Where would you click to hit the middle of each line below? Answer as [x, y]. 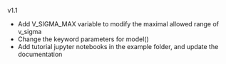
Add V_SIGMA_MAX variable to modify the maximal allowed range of [118, 24]
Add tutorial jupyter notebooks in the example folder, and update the [118, 47]
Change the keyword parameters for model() [83, 39]
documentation [40, 54]
